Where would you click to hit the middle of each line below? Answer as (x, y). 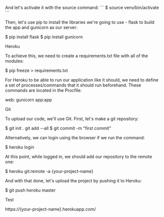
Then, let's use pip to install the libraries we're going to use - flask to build (80, 22)
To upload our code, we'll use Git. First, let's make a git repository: (72, 119)
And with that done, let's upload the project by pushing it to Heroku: (73, 181)
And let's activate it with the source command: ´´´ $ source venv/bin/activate (82, 8)
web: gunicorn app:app (29, 100)
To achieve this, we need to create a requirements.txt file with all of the (77, 56)
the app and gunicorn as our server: (41, 27)
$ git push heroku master (31, 190)
